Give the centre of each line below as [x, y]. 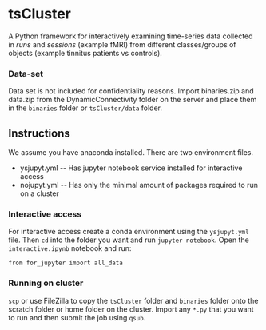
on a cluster [40, 193]
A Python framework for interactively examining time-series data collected [131, 36]
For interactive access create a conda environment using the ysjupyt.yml [129, 232]
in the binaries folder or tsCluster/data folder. [85, 108]
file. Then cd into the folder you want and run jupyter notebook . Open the [129, 240]
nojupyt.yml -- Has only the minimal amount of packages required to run [139, 185]
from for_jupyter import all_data [66, 263]
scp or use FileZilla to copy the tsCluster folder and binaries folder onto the [133, 300]
